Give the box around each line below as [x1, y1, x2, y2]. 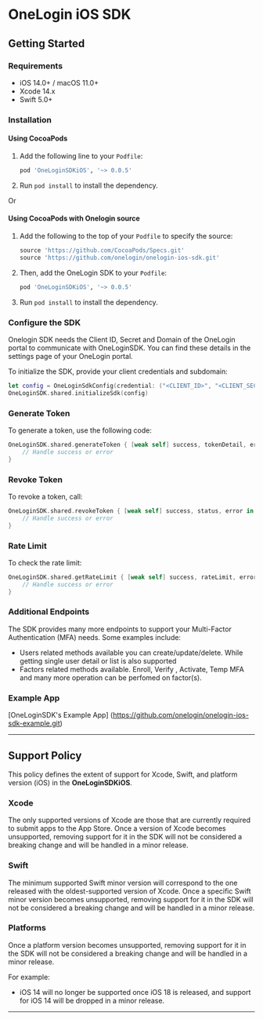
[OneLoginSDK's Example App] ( [8, 711, 113, 720]
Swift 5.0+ [19, 94, 53, 104]
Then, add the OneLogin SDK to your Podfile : [19, 268, 167, 277]
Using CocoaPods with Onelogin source [8, 214, 141, 223]
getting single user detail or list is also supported [19, 656, 177, 665]
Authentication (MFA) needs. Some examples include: [8, 632, 182, 642]
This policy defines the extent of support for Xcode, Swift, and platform [8, 770, 238, 779]
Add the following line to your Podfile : [19, 152, 143, 160]
